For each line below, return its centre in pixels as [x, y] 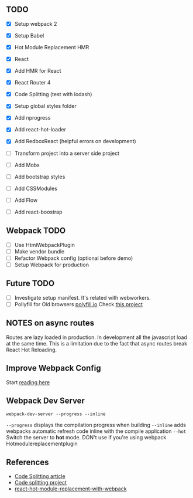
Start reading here [28, 382]
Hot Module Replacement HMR [52, 47]
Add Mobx [27, 165]
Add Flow [26, 200]
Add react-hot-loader [40, 130]
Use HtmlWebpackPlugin [44, 245]
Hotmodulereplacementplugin [42, 444]
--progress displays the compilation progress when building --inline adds [96, 425]
